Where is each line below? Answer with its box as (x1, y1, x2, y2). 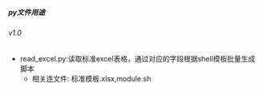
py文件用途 (8, 7, 46, 17)
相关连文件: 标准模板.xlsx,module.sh (31, 73, 152, 83)
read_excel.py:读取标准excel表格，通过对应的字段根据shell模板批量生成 (19, 53, 256, 63)
